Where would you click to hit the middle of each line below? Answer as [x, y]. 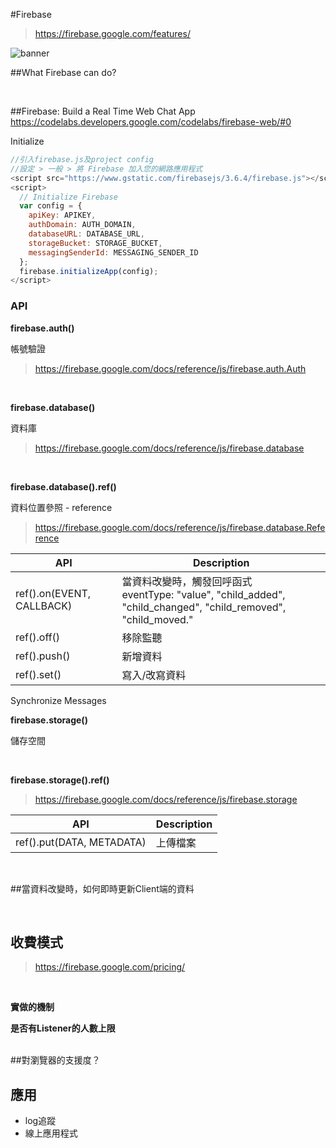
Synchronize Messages [58, 700]
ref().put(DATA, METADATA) [81, 842]
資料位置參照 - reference [61, 507]
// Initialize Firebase [68, 197]
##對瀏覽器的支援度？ [55, 1060]
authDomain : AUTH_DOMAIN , [82, 225]
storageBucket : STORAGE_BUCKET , [95, 243]
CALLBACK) [44, 606]
